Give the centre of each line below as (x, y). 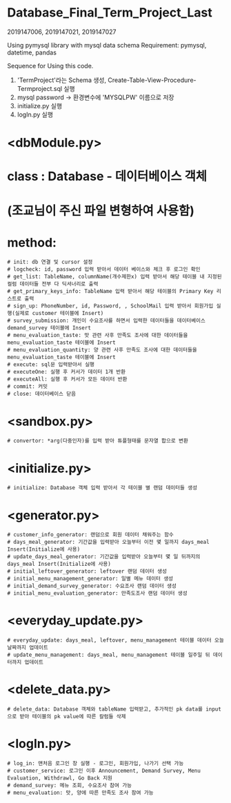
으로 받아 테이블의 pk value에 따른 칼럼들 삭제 (67, 717)
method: (32, 242)
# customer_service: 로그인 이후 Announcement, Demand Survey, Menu (104, 771)
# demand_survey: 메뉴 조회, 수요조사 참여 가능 (70, 786)
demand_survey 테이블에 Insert (49, 328)
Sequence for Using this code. (50, 65)
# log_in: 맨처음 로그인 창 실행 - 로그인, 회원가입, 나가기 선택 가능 (96, 764)
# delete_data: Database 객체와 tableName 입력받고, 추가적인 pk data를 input (114, 709)
